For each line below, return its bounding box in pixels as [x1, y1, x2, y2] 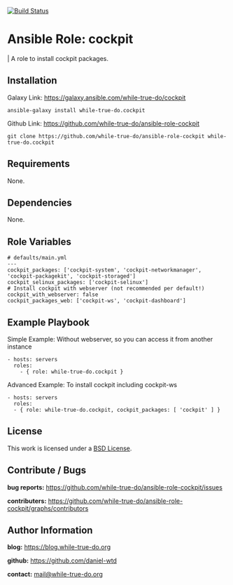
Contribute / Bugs [7, 464, 86, 476]
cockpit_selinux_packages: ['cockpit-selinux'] [7, 279, 149, 286]
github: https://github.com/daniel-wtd [7, 556, 118, 565]
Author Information [7, 525, 93, 537]
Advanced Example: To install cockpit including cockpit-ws [7, 381, 178, 389]
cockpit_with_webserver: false [7, 291, 99, 298]
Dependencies [7, 196, 72, 208]
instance [7, 342, 32, 351]
